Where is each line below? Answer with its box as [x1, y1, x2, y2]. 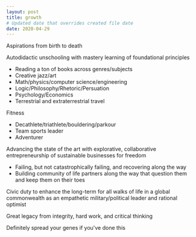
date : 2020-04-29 [6, 25, 50, 32]
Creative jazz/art [14, 72, 57, 79]
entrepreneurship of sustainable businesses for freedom [6, 152, 147, 159]
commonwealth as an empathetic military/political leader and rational [6, 194, 178, 202]
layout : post [6, 8, 39, 15]
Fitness [6, 109, 25, 116]
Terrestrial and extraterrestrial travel [14, 98, 105, 105]
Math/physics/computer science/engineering [14, 78, 128, 86]
